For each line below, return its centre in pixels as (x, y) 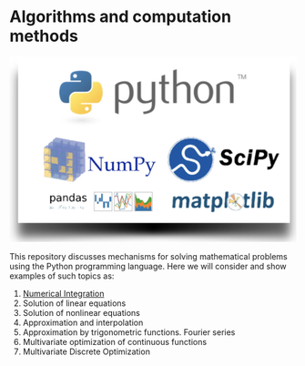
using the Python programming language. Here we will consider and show (148, 266)
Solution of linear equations (74, 303)
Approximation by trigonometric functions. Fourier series (129, 332)
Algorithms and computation (121, 17)
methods (44, 36)
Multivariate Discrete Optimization (86, 351)
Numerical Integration (63, 293)
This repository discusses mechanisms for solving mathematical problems (149, 256)
